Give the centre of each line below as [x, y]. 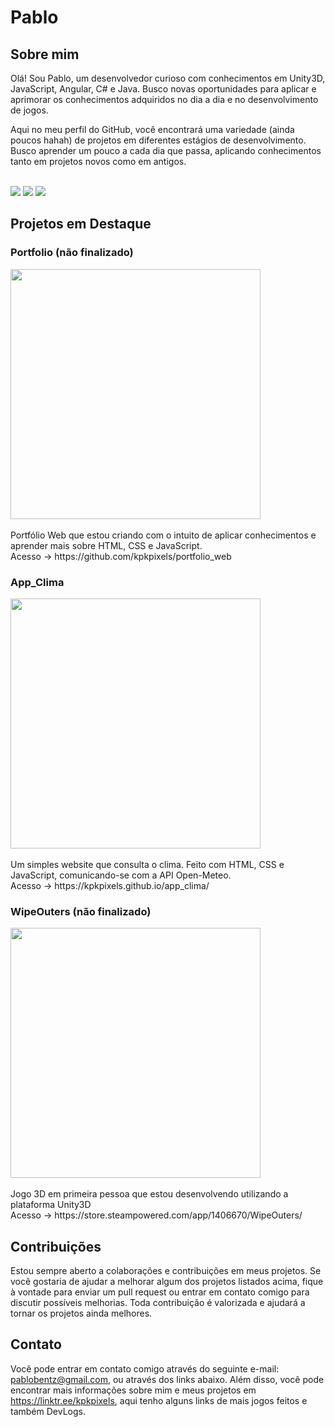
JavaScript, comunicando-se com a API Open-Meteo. [121, 875]
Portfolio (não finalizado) [72, 253]
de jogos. [29, 110]
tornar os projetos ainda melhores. [81, 1313]
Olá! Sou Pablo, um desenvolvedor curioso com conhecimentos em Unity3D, [168, 78]
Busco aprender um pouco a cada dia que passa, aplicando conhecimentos [166, 150]
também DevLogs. [48, 1411]
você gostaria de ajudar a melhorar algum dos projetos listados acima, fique [167, 1282]
